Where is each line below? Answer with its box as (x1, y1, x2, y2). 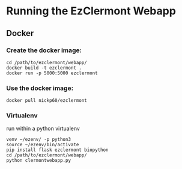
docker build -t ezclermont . (6, 65, 82, 71)
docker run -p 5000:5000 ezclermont (6, 70, 98, 76)
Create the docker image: (6, 46, 82, 55)
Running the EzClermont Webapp (6, 4, 176, 18)
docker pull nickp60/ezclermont (6, 98, 87, 104)
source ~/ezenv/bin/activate (6, 142, 79, 148)
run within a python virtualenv (6, 125, 80, 132)
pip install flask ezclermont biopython (6, 147, 109, 153)
